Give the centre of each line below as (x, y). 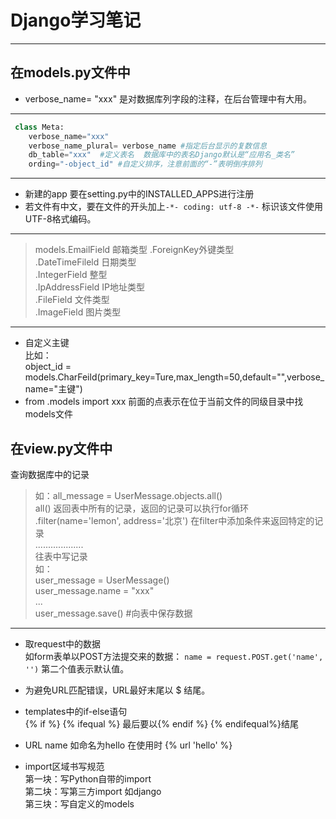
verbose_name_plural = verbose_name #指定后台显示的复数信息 (148, 146)
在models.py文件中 (70, 72)
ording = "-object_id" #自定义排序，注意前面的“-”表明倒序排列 (145, 164)
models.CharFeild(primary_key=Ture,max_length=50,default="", (156, 377)
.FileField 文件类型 (72, 300)
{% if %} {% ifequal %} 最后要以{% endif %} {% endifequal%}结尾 (161, 723)
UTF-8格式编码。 (60, 219)
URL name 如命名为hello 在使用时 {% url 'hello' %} (128, 745)
